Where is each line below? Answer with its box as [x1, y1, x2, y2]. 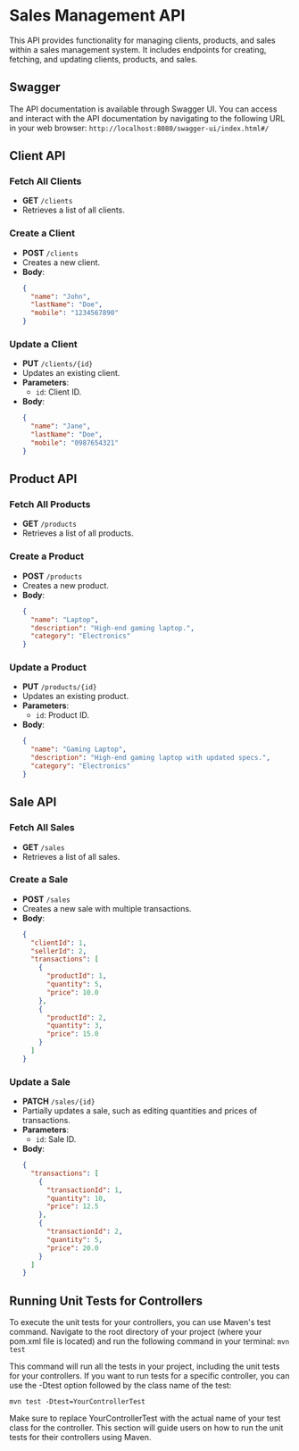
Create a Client [9, 227, 76, 239]
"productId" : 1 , [46, 972, 107, 980]
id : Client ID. [35, 387, 82, 397]
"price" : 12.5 [46, 1202, 99, 1211]
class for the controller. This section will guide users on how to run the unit [9, 1422, 284, 1433]
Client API [9, 148, 66, 163]
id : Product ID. [35, 710, 89, 721]
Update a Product [9, 662, 87, 674]
